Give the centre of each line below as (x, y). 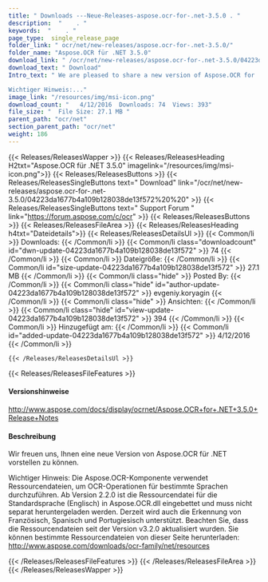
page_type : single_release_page (64, 38)
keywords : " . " (43, 30)
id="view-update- (144, 309)
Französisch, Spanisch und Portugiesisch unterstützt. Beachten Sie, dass (128, 520)
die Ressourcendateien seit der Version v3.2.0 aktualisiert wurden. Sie (124, 529)
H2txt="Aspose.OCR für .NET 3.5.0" (67, 165)
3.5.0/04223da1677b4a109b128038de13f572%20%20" (99, 199)
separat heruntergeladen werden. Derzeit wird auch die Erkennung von (125, 512)
